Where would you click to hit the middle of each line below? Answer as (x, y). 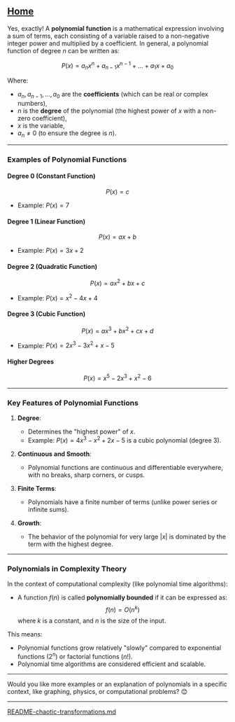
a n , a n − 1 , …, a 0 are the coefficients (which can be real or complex (113, 95)
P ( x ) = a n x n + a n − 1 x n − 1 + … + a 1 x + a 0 (117, 65)
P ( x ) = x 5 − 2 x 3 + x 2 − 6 (117, 377)
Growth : (29, 523)
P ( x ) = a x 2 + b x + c (117, 283)
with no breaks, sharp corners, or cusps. (86, 475)
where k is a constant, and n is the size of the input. (92, 620)
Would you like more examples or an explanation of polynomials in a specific (117, 684)
